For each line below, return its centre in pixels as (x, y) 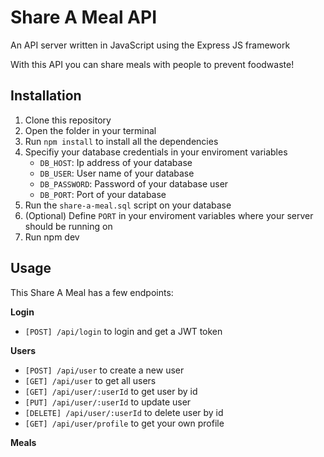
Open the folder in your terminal (90, 130)
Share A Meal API (84, 17)
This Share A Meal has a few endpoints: (92, 292)
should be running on (68, 226)
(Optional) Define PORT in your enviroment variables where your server (169, 215)
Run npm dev (52, 237)
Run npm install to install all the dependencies (121, 141)
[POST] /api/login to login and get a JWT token (123, 331)
